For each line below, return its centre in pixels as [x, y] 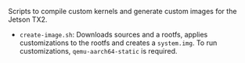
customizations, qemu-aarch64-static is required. [98, 51]
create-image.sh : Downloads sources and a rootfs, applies [113, 35]
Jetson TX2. [28, 19]
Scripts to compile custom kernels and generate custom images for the [122, 11]
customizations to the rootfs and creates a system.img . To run [118, 43]
